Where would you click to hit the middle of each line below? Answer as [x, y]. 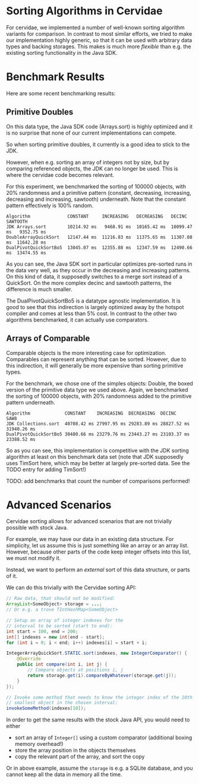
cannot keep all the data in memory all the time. [64, 774]
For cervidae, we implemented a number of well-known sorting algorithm [96, 27]
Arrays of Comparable [48, 339]
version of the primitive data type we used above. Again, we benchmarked [97, 390]
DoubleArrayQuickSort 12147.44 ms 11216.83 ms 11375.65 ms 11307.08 [99, 237]
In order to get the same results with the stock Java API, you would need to [98, 720]
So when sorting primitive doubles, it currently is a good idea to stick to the [98, 144]
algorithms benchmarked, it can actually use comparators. [78, 319]
